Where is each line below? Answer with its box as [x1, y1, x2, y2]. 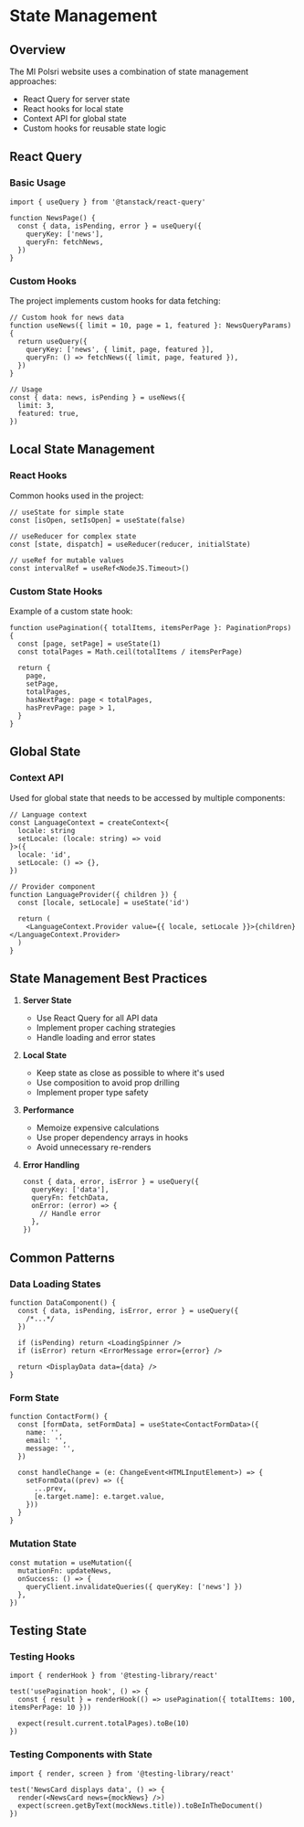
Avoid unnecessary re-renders [36, 1142, 152, 1153]
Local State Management [9, 442, 155, 457]
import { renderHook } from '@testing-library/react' [9, 1671, 219, 1681]
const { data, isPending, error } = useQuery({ [17, 221, 203, 230]
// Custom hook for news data [9, 313, 125, 322]
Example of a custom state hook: [9, 605, 133, 616]
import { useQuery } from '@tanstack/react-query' [9, 198, 206, 207]
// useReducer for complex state [9, 531, 137, 540]
